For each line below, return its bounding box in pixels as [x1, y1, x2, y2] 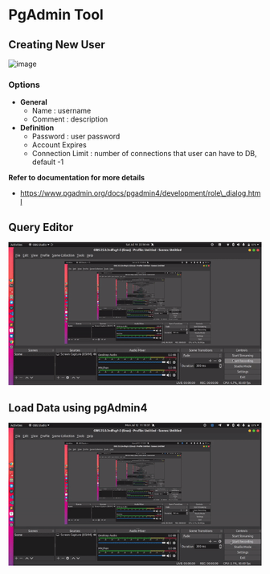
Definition [19, 123, 55, 133]
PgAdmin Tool [8, 6, 104, 24]
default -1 [31, 157, 64, 167]
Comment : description [31, 114, 108, 124]
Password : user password [31, 131, 121, 142]
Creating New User [8, 38, 106, 52]
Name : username [31, 106, 92, 116]
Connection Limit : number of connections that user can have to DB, [31, 149, 257, 159]
